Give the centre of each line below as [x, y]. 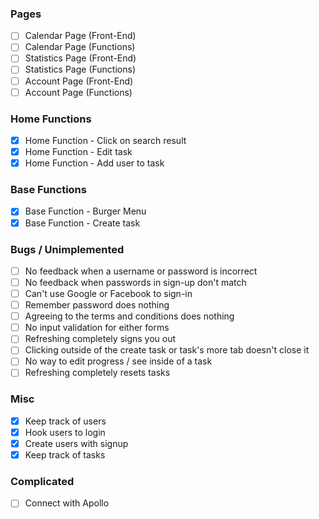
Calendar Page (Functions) [80, 47]
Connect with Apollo [67, 503]
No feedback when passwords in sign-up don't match [135, 282]
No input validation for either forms [97, 328]
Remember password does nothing [97, 305]
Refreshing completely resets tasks [97, 373]
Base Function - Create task [82, 223]
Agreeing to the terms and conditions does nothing [129, 316]
